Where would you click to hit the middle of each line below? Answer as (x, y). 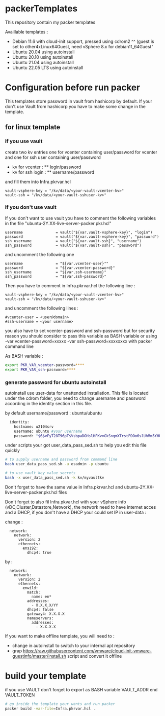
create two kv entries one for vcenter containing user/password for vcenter (81, 152)
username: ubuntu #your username (48, 431)
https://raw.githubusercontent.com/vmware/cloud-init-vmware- (87, 651)
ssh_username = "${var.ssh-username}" (56, 272)
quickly (13, 451)
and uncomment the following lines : (42, 308)
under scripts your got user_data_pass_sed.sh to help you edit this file (76, 445)
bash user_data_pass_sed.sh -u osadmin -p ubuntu (57, 464)
